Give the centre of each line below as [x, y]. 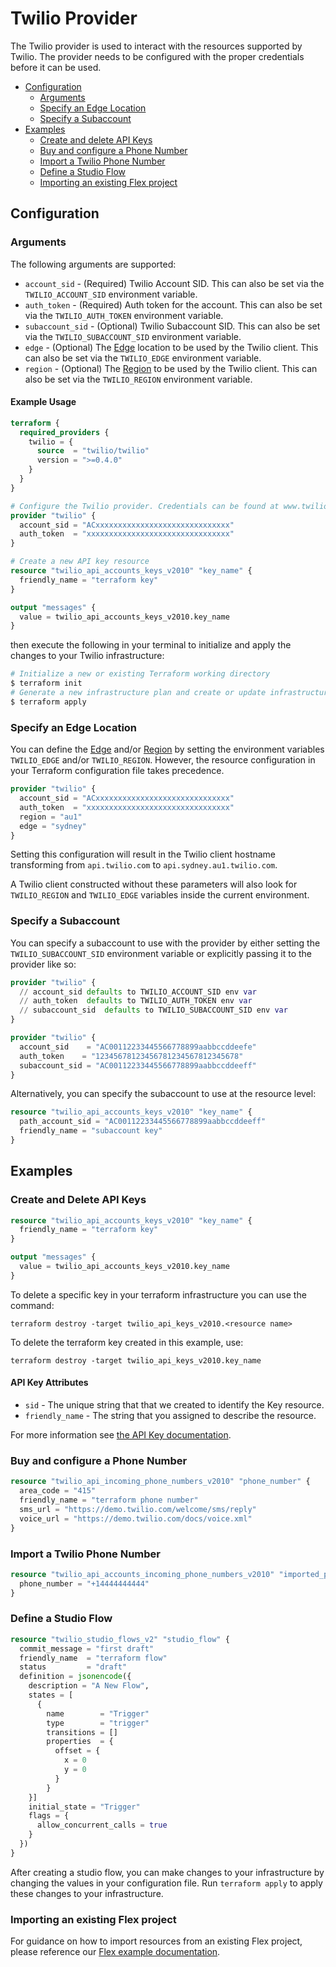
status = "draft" [73, 1667]
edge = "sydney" [53, 826]
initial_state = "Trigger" [84, 1807]
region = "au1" [51, 817]
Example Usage [43, 402]
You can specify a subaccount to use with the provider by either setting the [165, 943]
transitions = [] [82, 1732]
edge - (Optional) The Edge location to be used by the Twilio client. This [171, 347]
